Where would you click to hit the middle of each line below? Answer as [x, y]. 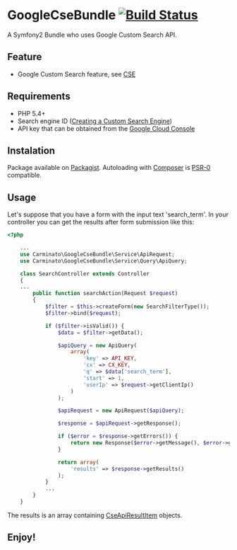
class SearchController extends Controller [85, 274]
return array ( [78, 462]
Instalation [31, 150]
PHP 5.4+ [31, 113]
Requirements [39, 97]
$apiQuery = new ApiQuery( [97, 345]
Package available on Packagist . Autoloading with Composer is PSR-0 [109, 168]
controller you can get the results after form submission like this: [101, 222]
